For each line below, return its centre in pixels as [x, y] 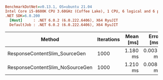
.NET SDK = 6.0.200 [23, 16]
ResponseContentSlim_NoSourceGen [50, 67]
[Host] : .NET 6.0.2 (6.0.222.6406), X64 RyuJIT [64, 20]
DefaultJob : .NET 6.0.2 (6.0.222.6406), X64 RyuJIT [64, 25]
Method [50, 40]
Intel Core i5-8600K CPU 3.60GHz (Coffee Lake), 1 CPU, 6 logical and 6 [80, 11]
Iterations [109, 40]
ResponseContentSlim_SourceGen [47, 53]
